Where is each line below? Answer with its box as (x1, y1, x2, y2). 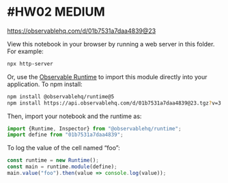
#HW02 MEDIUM (7, 4, 106, 20)
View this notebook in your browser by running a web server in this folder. (7, 40, 215, 48)
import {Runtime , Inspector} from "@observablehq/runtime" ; (7, 125, 182, 132)
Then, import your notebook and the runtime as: (7, 112, 142, 120)
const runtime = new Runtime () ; (7, 157, 99, 164)
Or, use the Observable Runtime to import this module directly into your (7, 72, 208, 81)
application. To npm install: (7, 80, 83, 88)
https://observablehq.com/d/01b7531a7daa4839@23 (7, 27, 156, 35)
